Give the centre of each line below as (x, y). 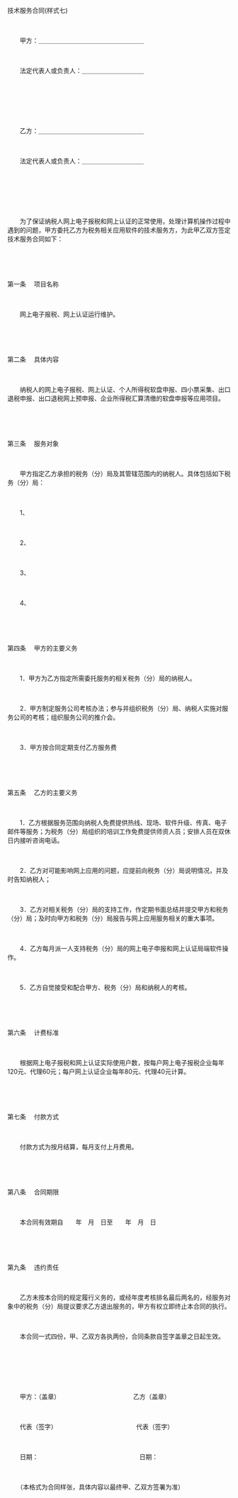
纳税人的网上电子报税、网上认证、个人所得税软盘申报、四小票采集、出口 (125, 389)
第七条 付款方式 (33, 1117)
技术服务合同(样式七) (38, 10)
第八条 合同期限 (33, 1192)
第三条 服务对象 (33, 444)
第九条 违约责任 (33, 1267)
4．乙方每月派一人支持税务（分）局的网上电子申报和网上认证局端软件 (121, 948)
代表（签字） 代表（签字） (96, 1427)
